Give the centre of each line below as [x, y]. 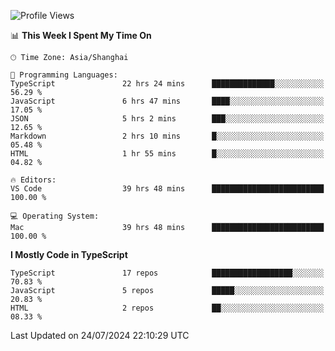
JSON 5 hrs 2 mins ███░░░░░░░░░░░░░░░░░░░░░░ [167, 119]
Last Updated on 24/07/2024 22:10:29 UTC [100, 335]
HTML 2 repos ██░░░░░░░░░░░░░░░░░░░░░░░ [167, 308]
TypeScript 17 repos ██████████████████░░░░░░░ [167, 273]
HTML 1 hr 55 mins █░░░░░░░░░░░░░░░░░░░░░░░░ [167, 154]
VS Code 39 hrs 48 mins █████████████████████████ [167, 189]
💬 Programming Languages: [64, 75]
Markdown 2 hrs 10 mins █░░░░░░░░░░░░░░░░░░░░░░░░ [167, 136]
